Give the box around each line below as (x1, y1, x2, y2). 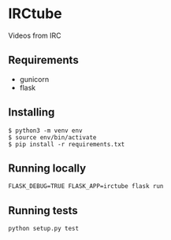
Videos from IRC (8, 31, 61, 40)
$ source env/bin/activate (8, 133, 97, 142)
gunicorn (19, 74, 50, 83)
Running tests (8, 204, 79, 217)
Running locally (8, 161, 87, 175)
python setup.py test (8, 225, 80, 233)
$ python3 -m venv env (8, 127, 83, 135)
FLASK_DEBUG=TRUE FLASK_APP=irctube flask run (8, 183, 164, 190)
